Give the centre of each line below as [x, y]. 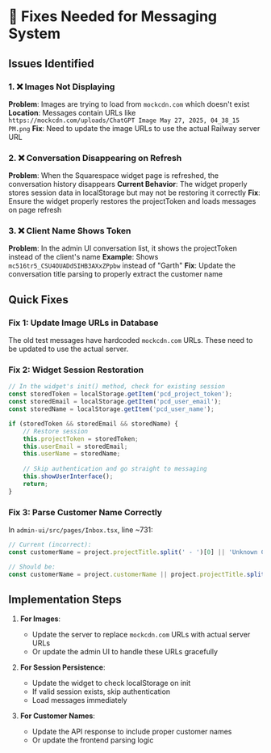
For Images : [40, 619]
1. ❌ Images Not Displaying [62, 87]
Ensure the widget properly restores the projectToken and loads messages [132, 201]
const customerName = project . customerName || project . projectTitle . [128, 574]
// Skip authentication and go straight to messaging [115, 469]
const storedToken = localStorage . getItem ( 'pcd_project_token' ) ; [120, 394]
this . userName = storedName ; [72, 454]
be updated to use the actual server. [69, 349]
